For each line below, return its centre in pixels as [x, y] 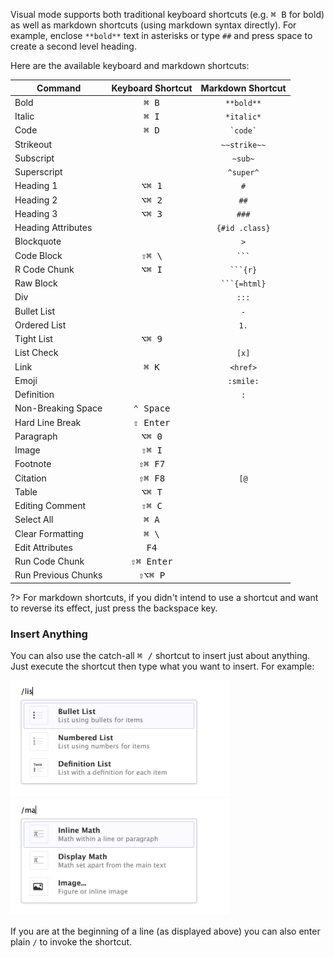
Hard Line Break [48, 422]
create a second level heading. [73, 46]
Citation [30, 478]
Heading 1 [36, 186]
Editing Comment [50, 505]
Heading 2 [36, 200]
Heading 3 [36, 213]
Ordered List [40, 325]
